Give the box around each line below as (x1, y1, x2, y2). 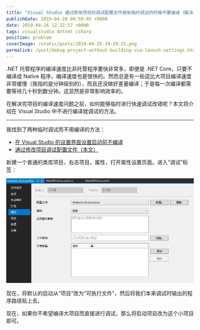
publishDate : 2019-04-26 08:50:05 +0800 (6, 15, 108, 22)
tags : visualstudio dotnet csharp (6, 29, 92, 35)
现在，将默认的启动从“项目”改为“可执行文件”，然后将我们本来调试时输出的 (6, 289, 187, 297)
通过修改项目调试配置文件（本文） (14, 146, 99, 153)
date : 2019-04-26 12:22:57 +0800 (6, 22, 89, 28)
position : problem (6, 35, 52, 41)
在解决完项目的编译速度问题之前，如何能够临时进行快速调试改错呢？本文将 (6, 100, 189, 107)
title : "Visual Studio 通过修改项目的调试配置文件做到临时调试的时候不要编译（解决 (6, 10, 193, 15)
